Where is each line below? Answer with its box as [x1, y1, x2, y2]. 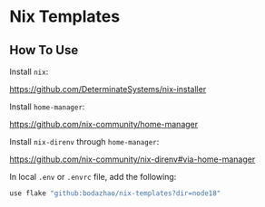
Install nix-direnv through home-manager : [9, 136, 160, 146]
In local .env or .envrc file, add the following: [9, 172, 177, 182]
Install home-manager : [9, 101, 85, 112]
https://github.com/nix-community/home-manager [9, 119, 199, 129]
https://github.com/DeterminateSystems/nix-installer [9, 84, 207, 94]
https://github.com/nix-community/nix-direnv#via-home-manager [9, 154, 256, 165]
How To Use [9, 42, 79, 58]
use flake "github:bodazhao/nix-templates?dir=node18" [9, 189, 221, 198]
